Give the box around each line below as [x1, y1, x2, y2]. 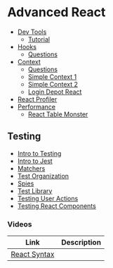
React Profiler [17, 95, 58, 103]
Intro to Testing [17, 149, 62, 157]
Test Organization [17, 171, 69, 180]
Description [60, 238, 102, 248]
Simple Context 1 [27, 72, 77, 81]
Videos [7, 219, 32, 229]
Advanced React [7, 4, 106, 20]
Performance [17, 102, 56, 111]
